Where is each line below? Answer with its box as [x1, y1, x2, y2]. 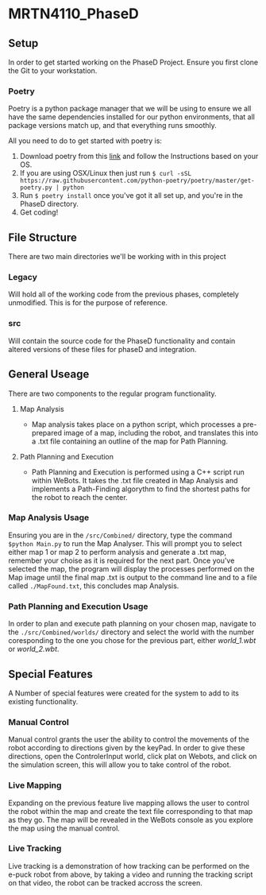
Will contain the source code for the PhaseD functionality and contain [8, 335, 236, 346]
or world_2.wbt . [8, 645, 60, 654]
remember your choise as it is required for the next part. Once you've [8, 556, 235, 565]
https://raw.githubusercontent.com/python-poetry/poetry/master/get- [19, 176, 256, 185]
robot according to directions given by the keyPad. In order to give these [8, 743, 245, 753]
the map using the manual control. [8, 823, 121, 833]
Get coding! [19, 207, 59, 217]
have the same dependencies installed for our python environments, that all [8, 112, 256, 122]
